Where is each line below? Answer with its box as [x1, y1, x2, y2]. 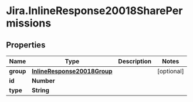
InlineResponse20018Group [32, 67, 113, 75]
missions [6, 16, 52, 30]
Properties [6, 40, 46, 50]
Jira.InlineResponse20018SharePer [6, 4, 183, 18]
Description [118, 57, 152, 65]
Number [32, 77, 55, 84]
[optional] [157, 67, 184, 75]
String [32, 86, 50, 94]
